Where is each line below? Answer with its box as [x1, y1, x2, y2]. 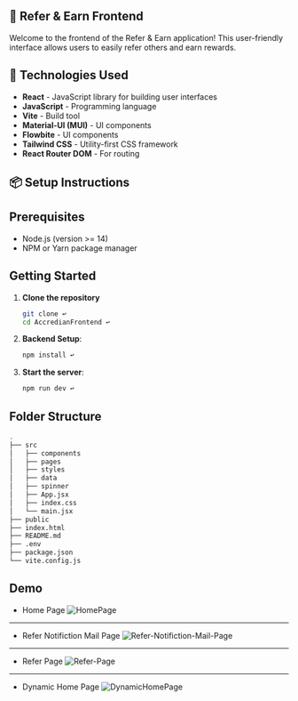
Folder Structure [9, 408, 102, 423]
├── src [9, 440, 38, 449]
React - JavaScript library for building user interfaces [21, 91, 218, 102]
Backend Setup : [21, 334, 82, 344]
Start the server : [21, 367, 84, 378]
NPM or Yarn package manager [21, 242, 137, 254]
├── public [9, 515, 50, 524]
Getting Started [9, 269, 97, 284]
